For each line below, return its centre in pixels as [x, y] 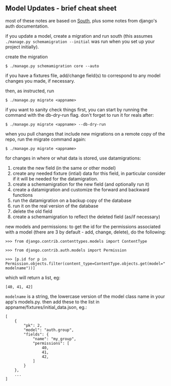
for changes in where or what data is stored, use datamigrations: [73, 158]
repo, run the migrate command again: [46, 139]
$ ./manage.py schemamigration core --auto [52, 66]
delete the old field [32, 211]
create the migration [27, 57]
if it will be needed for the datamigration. [55, 178]
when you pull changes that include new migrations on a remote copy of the [85, 134]
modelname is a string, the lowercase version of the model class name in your [85, 296]
